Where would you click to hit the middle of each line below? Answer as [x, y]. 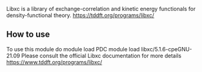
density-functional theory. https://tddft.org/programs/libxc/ [80, 15]
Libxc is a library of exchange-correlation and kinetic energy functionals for [101, 9]
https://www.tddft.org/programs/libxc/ [54, 62]
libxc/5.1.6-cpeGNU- [167, 49]
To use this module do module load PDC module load [73, 49]
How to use [28, 34]
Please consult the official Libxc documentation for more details [101, 56]
